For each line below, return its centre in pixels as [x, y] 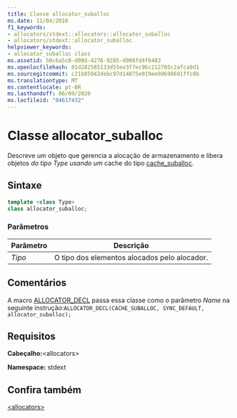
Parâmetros [28, 227]
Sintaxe [25, 185]
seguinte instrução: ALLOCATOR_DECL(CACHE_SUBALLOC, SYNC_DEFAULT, [106, 307]
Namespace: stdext [37, 367]
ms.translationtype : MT [43, 80]
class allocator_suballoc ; [47, 209]
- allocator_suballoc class [49, 54]
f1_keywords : [27, 27]
